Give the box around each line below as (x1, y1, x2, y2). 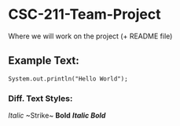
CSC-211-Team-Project (8, 5, 161, 23)
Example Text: (8, 54, 80, 67)
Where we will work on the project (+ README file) (8, 31, 173, 41)
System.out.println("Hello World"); (8, 74, 128, 83)
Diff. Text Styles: (8, 92, 73, 103)
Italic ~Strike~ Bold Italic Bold (8, 111, 106, 121)
